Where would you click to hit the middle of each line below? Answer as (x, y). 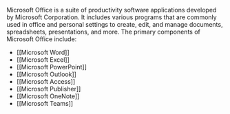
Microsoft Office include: (42, 39)
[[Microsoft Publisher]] (49, 89)
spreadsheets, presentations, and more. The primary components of (103, 32)
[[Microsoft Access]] (46, 81)
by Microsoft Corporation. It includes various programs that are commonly (112, 17)
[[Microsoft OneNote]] (48, 96)
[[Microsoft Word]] (43, 52)
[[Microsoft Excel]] (43, 60)
